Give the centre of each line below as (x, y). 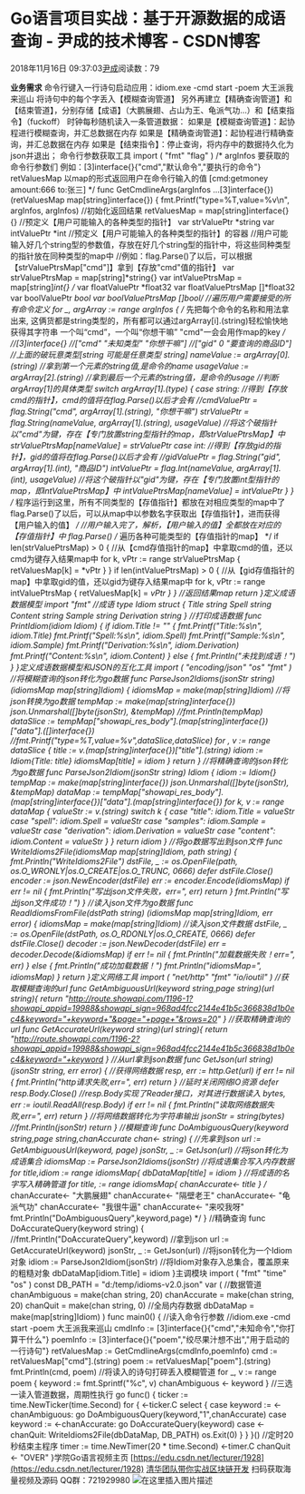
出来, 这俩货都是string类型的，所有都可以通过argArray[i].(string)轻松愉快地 (149, 320)
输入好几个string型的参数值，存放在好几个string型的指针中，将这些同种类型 (151, 244)
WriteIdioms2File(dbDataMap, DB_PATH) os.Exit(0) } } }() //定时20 (171, 1434)
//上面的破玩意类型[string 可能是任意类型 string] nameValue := (126, 354)
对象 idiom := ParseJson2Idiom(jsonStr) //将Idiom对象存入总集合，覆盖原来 (150, 1262)
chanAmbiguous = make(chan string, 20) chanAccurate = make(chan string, (152, 1294)
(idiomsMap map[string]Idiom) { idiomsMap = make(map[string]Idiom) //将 (150, 690)
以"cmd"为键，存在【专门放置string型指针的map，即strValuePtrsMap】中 (148, 434)
